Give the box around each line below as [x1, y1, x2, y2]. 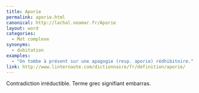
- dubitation [11, 47, 44, 53]
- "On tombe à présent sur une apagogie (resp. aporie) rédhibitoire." [11, 58, 194, 64]
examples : [6, 53, 31, 59]
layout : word [6, 25, 39, 31]
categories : [6, 31, 36, 37]
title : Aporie [6, 8, 42, 15]
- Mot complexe [11, 36, 50, 42]
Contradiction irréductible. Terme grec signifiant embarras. [6, 80, 151, 87]
